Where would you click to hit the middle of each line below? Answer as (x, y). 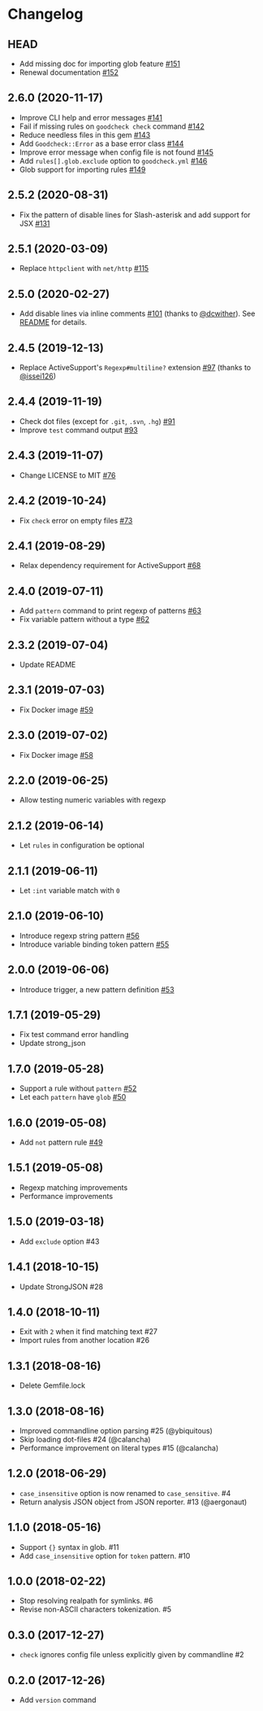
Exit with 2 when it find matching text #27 (88, 1332)
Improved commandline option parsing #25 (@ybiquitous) (116, 1430)
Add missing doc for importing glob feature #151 (99, 63)
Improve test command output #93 (79, 430)
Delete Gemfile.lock (52, 1385)
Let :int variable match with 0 (69, 891)
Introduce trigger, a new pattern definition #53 (97, 989)
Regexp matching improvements (73, 1187)
